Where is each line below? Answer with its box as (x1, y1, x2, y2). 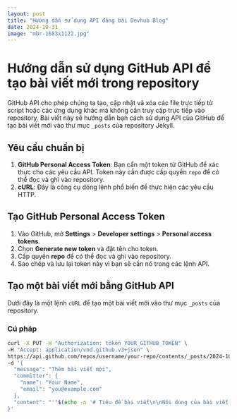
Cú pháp (7, 324, 37, 334)
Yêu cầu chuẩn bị (7, 142, 85, 154)
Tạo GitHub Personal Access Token (7, 211, 166, 223)
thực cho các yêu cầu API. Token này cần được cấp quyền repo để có (17, 168, 220, 176)
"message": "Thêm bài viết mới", (13, 366, 112, 373)
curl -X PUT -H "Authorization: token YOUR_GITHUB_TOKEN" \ (7, 339, 188, 346)
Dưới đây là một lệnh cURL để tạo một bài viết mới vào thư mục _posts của (7, 298, 221, 307)
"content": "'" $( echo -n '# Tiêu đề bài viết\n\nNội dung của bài (13, 399, 213, 406)
